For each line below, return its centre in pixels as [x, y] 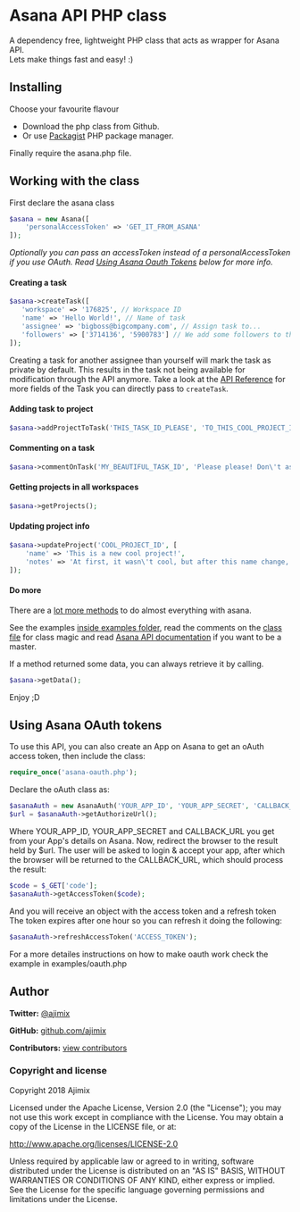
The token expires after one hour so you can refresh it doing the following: [146, 920]
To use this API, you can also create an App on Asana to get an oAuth [137, 747]
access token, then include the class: [77, 756]
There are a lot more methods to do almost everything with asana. [130, 610]
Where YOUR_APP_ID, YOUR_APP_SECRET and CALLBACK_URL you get [142, 832]
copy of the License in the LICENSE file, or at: [93, 1126]
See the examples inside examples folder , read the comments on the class [146, 627]
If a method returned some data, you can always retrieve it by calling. [137, 664]
